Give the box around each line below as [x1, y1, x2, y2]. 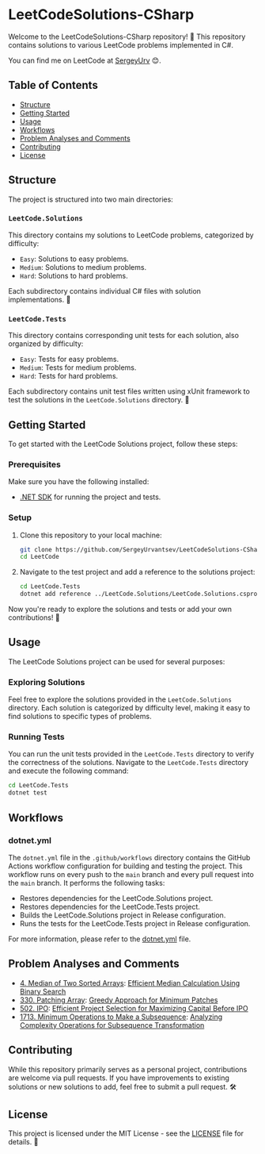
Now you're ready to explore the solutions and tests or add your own [8, 605, 232, 614]
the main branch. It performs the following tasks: [8, 878, 165, 887]
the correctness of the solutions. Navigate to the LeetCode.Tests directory [8, 758, 249, 767]
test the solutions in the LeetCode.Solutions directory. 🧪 [8, 395, 190, 405]
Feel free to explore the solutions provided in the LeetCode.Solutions [8, 694, 232, 704]
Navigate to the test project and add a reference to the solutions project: [19, 567, 256, 577]
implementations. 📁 [8, 294, 71, 304]
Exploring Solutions [8, 676, 85, 687]
